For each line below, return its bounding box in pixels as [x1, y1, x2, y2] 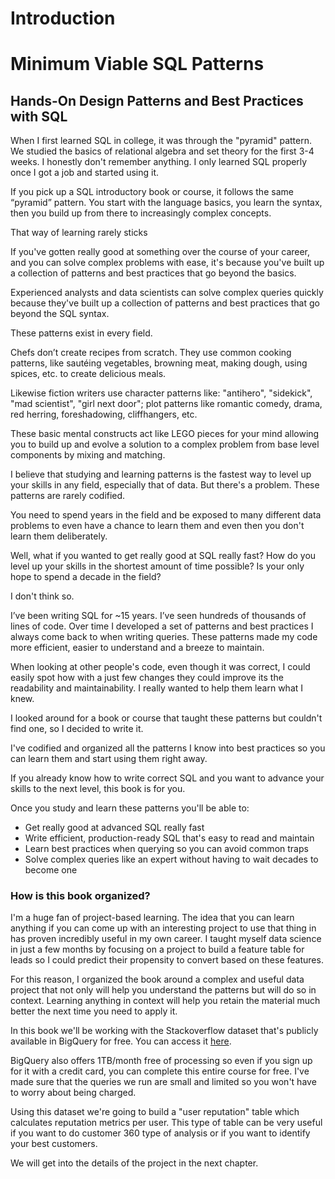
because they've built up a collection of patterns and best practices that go [10, 297, 320, 309]
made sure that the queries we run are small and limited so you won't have [10, 1076, 317, 1088]
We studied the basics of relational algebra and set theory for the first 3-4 [10, 145, 315, 157]
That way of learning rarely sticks [10, 227, 148, 239]
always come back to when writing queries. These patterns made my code [10, 631, 318, 643]
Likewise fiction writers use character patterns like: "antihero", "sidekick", [10, 387, 313, 399]
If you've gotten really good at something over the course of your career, [10, 246, 311, 258]
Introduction [10, 7, 116, 30]
